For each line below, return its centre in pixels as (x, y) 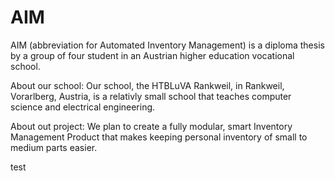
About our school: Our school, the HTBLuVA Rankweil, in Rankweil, (147, 85)
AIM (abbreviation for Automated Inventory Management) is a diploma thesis (167, 45)
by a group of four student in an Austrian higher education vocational (152, 55)
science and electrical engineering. (83, 107)
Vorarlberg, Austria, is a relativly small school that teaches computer (151, 96)
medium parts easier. (54, 147)
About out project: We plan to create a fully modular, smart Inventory (151, 126)
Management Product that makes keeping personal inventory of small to (159, 137)
